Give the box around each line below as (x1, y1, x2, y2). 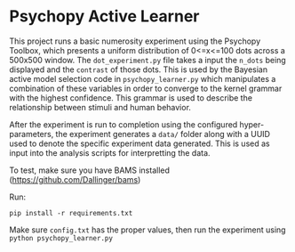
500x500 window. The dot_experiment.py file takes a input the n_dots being (9, 54, 286, 65)
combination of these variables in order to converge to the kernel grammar (9, 83, 283, 93)
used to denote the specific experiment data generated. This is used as (9, 138, 270, 149)
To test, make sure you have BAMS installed (9, 165, 171, 175)
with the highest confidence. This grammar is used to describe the (9, 92, 253, 103)
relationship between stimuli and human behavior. (9, 102, 191, 112)
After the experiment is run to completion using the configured (9, 118, 238, 130)
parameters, (9, 128, 54, 139)
